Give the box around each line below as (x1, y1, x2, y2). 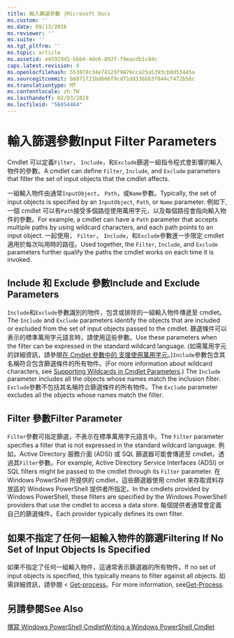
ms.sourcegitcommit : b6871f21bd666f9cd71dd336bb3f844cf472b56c (7, 75, 196, 82)
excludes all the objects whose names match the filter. (7, 391, 164, 399)
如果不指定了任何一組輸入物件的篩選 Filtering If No (7, 532, 224, 544)
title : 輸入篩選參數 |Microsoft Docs (7, 10, 111, 17)
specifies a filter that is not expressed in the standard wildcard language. (7, 441, 217, 449)
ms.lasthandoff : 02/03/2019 (7, 95, 89, 102)
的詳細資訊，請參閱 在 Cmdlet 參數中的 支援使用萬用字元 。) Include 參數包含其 (7, 350, 226, 358)
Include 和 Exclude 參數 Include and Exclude (7, 277, 200, 289)
